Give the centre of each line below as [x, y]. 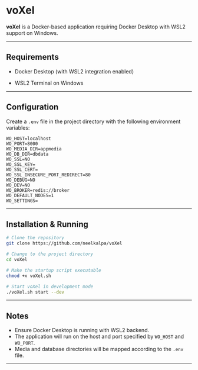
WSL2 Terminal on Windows [49, 83]
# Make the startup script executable [54, 270]
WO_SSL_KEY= [21, 164]
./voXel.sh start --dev [35, 292]
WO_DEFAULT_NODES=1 [30, 195]
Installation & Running [47, 224]
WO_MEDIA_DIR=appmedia [34, 149]
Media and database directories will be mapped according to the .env [99, 349]
